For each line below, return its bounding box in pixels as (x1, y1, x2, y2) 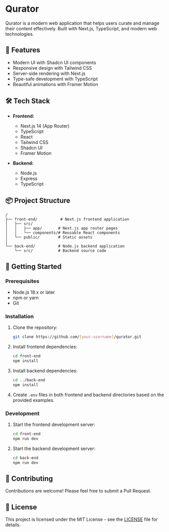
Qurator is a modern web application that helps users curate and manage (5, 20, 160, 26)
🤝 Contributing (5, 474, 53, 483)
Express (20, 175, 38, 181)
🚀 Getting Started (5, 262, 62, 271)
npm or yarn (12, 295, 39, 301)
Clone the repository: (12, 324, 58, 331)
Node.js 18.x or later (12, 289, 55, 295)
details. (5, 522, 21, 528)
